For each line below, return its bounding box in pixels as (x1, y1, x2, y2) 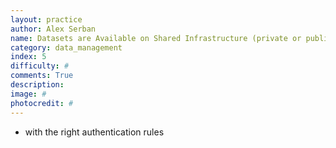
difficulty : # (10, 61, 70, 71)
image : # (10, 89, 47, 99)
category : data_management (10, 42, 123, 53)
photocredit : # (10, 98, 74, 108)
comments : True (10, 71, 74, 81)
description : (10, 80, 65, 90)
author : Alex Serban (10, 24, 97, 34)
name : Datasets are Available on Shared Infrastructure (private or (10, 33, 302, 43)
